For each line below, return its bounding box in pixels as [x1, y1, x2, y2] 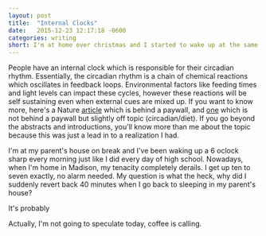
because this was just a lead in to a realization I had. [8, 130, 179, 140]
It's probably [8, 203, 50, 213]
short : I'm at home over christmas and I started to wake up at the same [8, 41, 259, 49]
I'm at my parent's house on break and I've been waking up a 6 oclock [8, 146, 239, 156]
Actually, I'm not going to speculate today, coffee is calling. [8, 219, 202, 229]
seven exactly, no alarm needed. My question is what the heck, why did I [8, 172, 247, 181]
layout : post [8, 11, 52, 20]
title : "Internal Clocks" [8, 19, 98, 27]
